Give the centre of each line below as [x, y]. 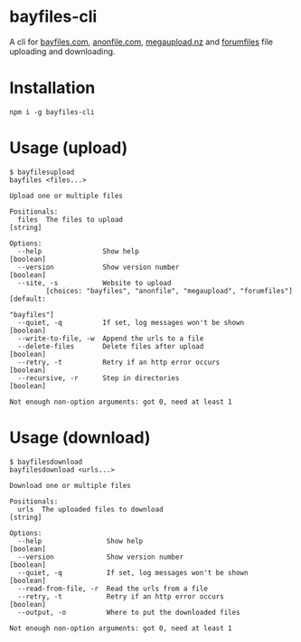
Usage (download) [80, 437]
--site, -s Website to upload [94, 283]
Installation [52, 88]
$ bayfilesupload [42, 172]
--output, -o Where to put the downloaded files [129, 612]
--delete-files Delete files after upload [111, 346]
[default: [28, 299]
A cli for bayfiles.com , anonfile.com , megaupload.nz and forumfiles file [141, 42]
